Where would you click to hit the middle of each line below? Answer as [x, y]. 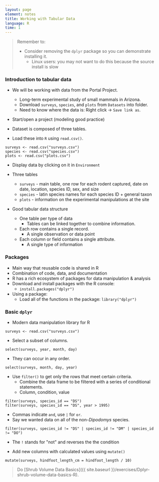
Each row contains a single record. [54, 229]
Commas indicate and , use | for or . [47, 414]
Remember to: [31, 42]
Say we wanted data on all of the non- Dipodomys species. [71, 420]
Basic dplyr [19, 312]
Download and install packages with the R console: [63, 283]
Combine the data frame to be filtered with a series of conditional [85, 382]
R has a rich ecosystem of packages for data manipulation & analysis [81, 278]
